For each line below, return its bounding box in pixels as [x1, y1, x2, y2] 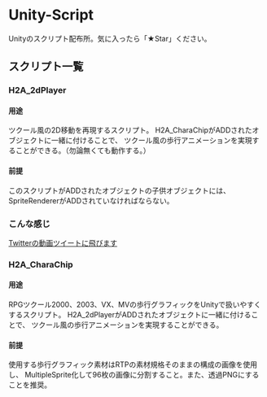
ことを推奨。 [8, 380, 51, 390]
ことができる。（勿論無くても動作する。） [15, 146, 151, 155]
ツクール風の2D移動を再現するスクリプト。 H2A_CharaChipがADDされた [8, 125, 252, 135]
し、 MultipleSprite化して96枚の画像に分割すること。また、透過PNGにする [8, 370, 260, 380]
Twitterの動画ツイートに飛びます [8, 238, 118, 247]
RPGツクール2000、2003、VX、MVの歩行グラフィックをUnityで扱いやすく [8, 299, 262, 310]
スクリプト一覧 [8, 59, 84, 74]
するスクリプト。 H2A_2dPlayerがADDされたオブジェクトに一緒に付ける [8, 310, 252, 320]
